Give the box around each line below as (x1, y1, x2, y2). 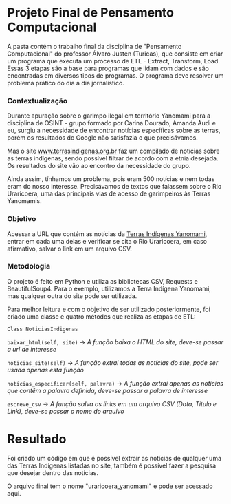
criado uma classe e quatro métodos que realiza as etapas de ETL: (7, 312, 196, 321)
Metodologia (7, 262, 50, 271)
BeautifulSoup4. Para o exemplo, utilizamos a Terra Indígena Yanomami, (7, 284, 212, 293)
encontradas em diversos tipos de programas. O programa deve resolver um (7, 71, 224, 80)
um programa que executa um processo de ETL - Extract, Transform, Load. (7, 56, 220, 65)
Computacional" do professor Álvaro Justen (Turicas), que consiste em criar (7, 50, 223, 58)
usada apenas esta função (7, 366, 85, 374)
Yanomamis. (7, 197, 43, 205)
